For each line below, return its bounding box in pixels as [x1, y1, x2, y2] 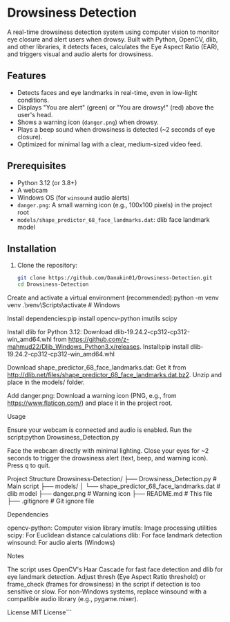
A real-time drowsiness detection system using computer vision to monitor [7, 28, 220, 36]
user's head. [17, 110, 53, 119]
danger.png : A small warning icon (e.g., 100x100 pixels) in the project [17, 200, 213, 209]
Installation [7, 243, 57, 254]
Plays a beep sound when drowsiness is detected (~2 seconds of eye [17, 125, 215, 133]
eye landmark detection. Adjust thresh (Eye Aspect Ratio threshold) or [7, 573, 206, 581]
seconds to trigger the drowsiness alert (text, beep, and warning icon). [7, 454, 209, 463]
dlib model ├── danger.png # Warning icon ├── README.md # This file [7, 490, 213, 498]
